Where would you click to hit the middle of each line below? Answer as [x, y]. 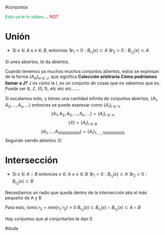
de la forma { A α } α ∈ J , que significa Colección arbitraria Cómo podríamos [81, 77]
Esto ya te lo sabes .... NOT [32, 17]
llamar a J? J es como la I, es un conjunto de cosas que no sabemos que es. [83, 83]
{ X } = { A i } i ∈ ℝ [83, 123]
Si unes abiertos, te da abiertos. [37, 62]
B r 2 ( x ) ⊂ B [23, 182]
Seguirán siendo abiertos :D [33, 140]
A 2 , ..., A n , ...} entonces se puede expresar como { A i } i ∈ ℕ [63, 105]
